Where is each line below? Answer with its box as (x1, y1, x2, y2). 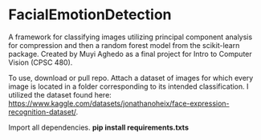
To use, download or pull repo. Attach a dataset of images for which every (8, 73, 254, 82)
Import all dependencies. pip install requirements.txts (8, 122, 189, 132)
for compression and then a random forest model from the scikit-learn (8, 40, 240, 50)
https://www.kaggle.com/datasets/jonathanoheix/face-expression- (8, 98, 230, 108)
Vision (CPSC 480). (8, 58, 73, 67)
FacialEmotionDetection (8, 6, 172, 24)
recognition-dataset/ (8, 106, 76, 117)
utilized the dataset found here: (8, 90, 112, 99)
